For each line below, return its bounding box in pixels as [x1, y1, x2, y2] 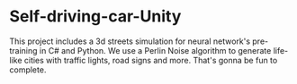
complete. [9, 64, 47, 75]
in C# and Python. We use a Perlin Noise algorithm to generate [39, 45, 272, 55]
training [9, 45, 38, 55]
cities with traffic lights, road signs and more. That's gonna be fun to [23, 55, 278, 65]
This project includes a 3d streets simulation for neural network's [9, 36, 250, 46]
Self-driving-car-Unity [9, 6, 182, 27]
